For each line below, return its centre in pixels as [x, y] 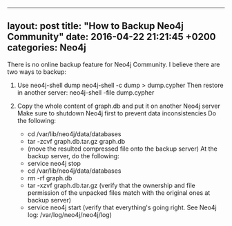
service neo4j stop [54, 163]
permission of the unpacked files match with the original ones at [119, 192]
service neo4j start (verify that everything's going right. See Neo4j [122, 207]
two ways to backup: [37, 72]
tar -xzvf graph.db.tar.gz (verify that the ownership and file [111, 185]
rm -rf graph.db [50, 178]
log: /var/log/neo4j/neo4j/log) [69, 214]
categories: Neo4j [47, 48]
